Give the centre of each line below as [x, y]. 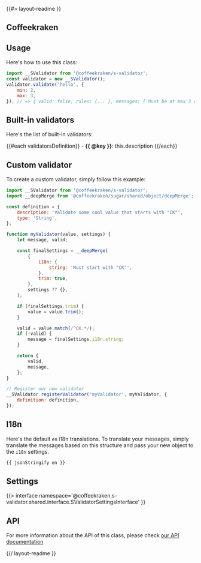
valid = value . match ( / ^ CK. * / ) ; [56, 328]
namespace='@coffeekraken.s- [78, 496]
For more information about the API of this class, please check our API [93, 535]
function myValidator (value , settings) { [59, 234]
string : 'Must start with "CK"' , [91, 267]
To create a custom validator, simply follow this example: [76, 179]
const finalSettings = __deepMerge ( [63, 251]
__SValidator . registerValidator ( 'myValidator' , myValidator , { [87, 395]
